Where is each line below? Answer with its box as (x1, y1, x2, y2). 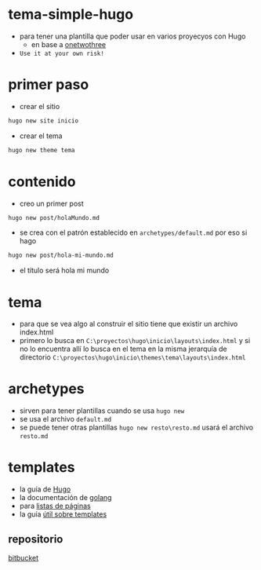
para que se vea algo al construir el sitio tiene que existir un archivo (19, 320, 238, 329)
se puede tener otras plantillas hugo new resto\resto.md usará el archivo (19, 422, 253, 433)
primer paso (8, 76, 89, 93)
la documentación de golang (19, 493, 112, 502)
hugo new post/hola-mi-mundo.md (8, 251, 114, 260)
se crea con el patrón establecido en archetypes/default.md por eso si (19, 228, 248, 237)
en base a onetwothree (31, 39, 107, 49)
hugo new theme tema (8, 146, 76, 154)
